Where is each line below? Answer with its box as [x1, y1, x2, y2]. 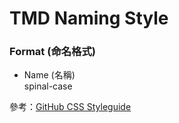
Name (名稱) [23, 69, 76, 81]
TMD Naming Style [9, 7, 169, 30]
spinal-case [23, 80, 73, 92]
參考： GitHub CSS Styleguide [9, 101, 132, 113]
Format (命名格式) [9, 45, 97, 59]
